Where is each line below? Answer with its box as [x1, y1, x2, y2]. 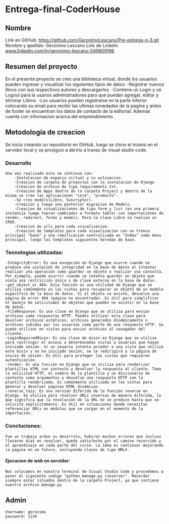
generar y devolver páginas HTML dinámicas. [5, 384, 100, 390]
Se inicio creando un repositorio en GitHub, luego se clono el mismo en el [5, 141, 158, 148]
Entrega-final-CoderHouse [5, 4, 121, 15]
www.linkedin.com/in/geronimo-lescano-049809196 [5, 48, 115, 54]
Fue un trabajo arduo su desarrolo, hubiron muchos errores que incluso [5, 434, 161, 439]
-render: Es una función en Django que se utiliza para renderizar [5, 362, 150, 367]
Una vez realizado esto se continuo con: [5, 171, 94, 176]
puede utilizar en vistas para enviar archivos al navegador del [5, 327, 145, 332]
